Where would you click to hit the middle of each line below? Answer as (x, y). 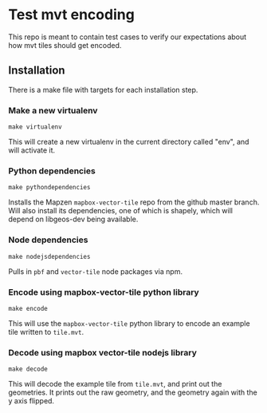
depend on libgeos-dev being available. (73, 219)
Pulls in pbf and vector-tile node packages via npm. (96, 271)
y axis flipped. (31, 401)
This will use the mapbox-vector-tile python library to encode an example (129, 323)
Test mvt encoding (72, 15)
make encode (28, 308)
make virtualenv (35, 127)
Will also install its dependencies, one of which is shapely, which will (121, 211)
